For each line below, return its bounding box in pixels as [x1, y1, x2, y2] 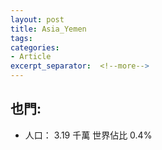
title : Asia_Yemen [10, 24, 87, 34]
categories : [10, 42, 60, 53]
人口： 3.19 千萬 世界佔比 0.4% [24, 129, 153, 141]
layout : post [10, 14, 65, 25]
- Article [10, 52, 52, 62]
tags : [10, 33, 33, 43]
